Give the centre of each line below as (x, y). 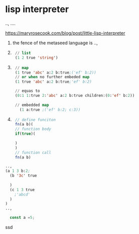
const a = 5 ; (22, 218)
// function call (33, 152)
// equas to (27, 91)
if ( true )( (25, 134)
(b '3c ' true (23, 176)
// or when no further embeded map (52, 77)
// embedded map (32, 105)
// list (23, 53)
